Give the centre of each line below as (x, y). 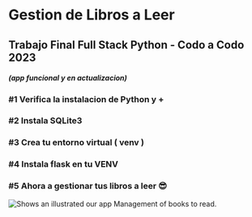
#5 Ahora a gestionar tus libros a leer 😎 (88, 186)
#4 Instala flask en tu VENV (64, 164)
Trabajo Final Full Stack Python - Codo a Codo (126, 45)
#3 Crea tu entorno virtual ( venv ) (76, 143)
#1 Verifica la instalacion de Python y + (86, 99)
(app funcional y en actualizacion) (68, 78)
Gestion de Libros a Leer (92, 15)
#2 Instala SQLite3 (45, 121)
